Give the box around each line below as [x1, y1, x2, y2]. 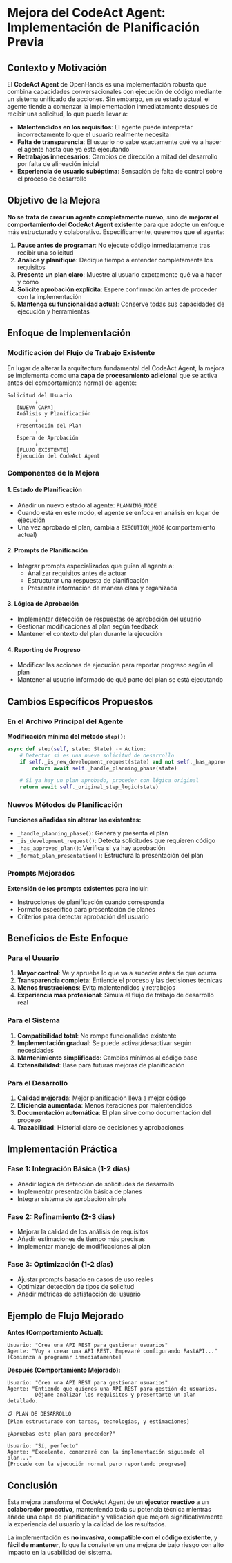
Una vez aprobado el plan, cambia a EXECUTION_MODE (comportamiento [17, 523, 215, 531]
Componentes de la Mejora [7, 469, 100, 478]
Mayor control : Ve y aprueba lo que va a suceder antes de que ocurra [17, 969, 217, 977]
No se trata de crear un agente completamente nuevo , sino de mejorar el [7, 213, 219, 221]
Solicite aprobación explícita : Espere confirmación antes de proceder [17, 285, 217, 293]
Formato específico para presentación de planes [17, 905, 155, 913]
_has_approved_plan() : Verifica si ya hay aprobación [17, 844, 166, 852]
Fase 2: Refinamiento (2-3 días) [7, 1211, 115, 1221]
